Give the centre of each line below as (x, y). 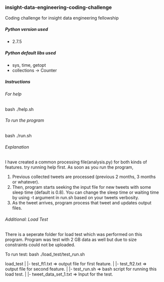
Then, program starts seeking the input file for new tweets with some (82, 187)
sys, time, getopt (29, 65)
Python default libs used (31, 52)
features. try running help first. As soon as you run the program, (69, 167)
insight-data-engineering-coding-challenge (59, 7)
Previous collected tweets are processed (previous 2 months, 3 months (84, 177)
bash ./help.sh (20, 109)
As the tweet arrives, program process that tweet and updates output (82, 203)
